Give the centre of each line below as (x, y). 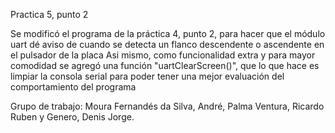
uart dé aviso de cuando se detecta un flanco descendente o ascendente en (167, 44)
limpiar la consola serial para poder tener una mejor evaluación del (147, 76)
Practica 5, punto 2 (49, 14)
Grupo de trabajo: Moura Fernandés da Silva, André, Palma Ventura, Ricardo (167, 106)
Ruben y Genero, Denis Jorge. (72, 117)
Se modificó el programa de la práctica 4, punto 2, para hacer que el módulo (168, 33)
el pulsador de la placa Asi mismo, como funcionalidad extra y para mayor (163, 55)
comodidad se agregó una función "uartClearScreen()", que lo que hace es (165, 65)
